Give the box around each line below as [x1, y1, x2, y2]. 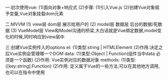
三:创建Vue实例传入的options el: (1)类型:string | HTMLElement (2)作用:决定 [5, 44, 159, 50]
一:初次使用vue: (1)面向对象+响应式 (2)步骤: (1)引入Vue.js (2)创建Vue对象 [5, 4, 155, 10]
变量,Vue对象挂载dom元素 [9, 10, 64, 16]
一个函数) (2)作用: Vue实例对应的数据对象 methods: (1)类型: [14, 57, 136, 62]
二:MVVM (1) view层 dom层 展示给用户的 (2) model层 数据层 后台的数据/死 [5, 21, 158, 27]
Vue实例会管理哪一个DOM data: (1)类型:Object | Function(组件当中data [9, 50, 155, 56]
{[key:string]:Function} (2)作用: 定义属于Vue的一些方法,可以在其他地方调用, [5, 63, 160, 69]
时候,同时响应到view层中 [14, 34, 65, 39]
